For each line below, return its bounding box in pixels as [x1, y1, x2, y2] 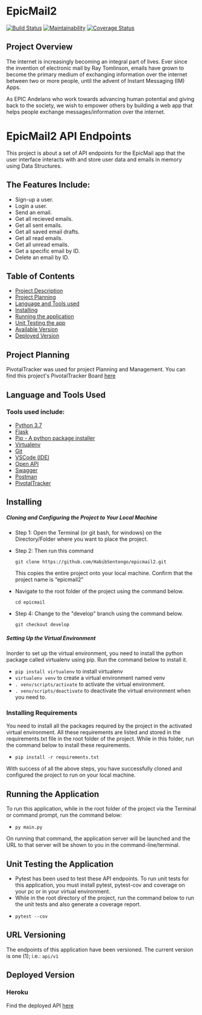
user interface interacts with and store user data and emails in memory [6, 155, 182, 163]
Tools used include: [6, 408, 65, 416]
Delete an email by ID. [14, 253, 69, 261]
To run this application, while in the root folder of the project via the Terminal [6, 805, 197, 812]
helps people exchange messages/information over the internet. [6, 108, 166, 116]
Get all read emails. [14, 234, 63, 241]
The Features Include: [6, 180, 90, 190]
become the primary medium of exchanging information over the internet [6, 71, 188, 78]
